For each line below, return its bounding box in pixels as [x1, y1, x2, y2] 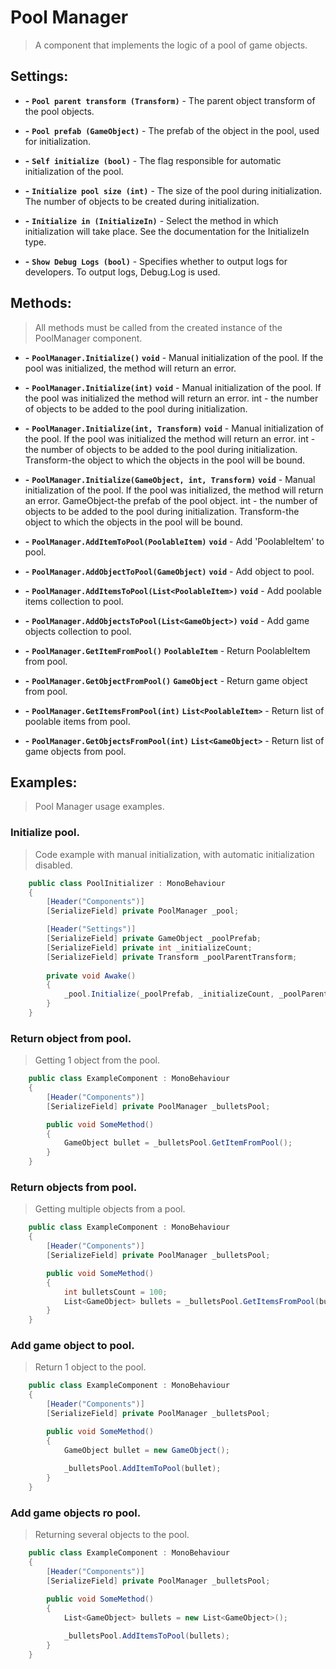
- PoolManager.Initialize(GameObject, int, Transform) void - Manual [24, 473, 316, 485]
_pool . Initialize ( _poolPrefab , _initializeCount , [63, 989, 275, 1000]
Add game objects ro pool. [10, 1506, 142, 1520]
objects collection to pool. [24, 625, 132, 637]
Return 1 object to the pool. [34, 1361, 147, 1373]
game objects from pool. [24, 745, 127, 757]
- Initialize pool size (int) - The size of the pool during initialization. [24, 184, 323, 196]
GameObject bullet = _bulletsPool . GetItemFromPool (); [63, 1138, 293, 1148]
